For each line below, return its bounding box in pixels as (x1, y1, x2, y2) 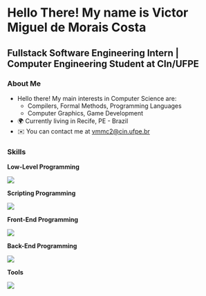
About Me (7, 78, 41, 88)
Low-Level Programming (7, 163, 79, 171)
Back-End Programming (7, 242, 77, 250)
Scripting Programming (7, 189, 76, 198)
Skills (7, 147, 26, 156)
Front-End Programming (7, 216, 78, 224)
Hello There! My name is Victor (7, 5, 189, 21)
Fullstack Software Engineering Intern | (7, 47, 180, 59)
